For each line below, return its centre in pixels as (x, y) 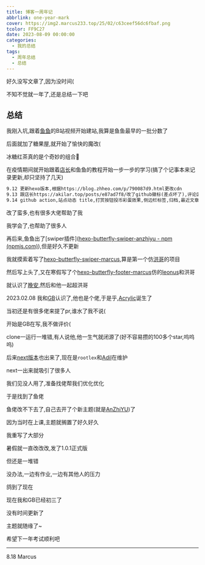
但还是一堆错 (22, 461)
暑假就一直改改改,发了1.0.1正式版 (47, 448)
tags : (13, 52)
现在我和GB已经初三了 (34, 500)
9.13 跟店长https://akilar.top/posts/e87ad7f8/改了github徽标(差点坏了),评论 (102, 195)
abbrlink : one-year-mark (38, 18)
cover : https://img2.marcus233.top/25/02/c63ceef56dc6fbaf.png (88, 23)
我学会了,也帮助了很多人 (37, 226)
